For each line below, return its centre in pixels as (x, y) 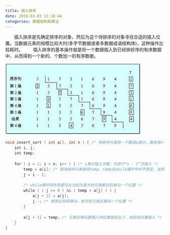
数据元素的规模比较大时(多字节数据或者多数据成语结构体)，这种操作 (89, 44)
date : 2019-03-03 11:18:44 (34, 16)
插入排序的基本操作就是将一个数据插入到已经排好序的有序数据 (97, 50)
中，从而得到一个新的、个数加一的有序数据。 (52, 56)
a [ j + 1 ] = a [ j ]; (51, 196)
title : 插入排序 (21, 11)
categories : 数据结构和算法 (32, 21)
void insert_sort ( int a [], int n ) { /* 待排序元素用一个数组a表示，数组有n (84, 143)
